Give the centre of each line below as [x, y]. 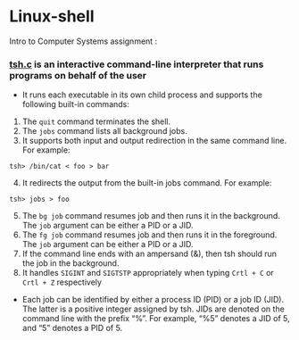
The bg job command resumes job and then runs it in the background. [151, 216]
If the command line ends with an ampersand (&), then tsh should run [149, 254]
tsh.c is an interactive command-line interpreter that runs [137, 64]
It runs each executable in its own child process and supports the [142, 95]
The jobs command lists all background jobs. [104, 131]
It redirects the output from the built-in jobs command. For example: [147, 183]
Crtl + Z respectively [62, 282]
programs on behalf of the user [78, 75]
